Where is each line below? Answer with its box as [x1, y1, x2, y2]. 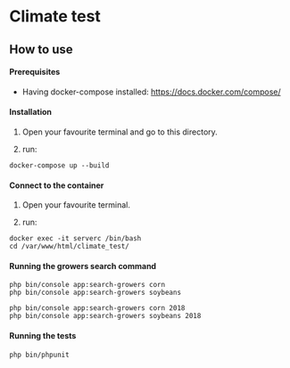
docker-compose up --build [9, 160, 110, 170]
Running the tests [9, 330, 77, 340]
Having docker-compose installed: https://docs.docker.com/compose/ [21, 86, 281, 97]
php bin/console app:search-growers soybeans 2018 [9, 312, 202, 321]
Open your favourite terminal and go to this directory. [21, 127, 219, 137]
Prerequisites [9, 67, 61, 78]
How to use [9, 42, 73, 57]
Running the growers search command [9, 260, 157, 271]
